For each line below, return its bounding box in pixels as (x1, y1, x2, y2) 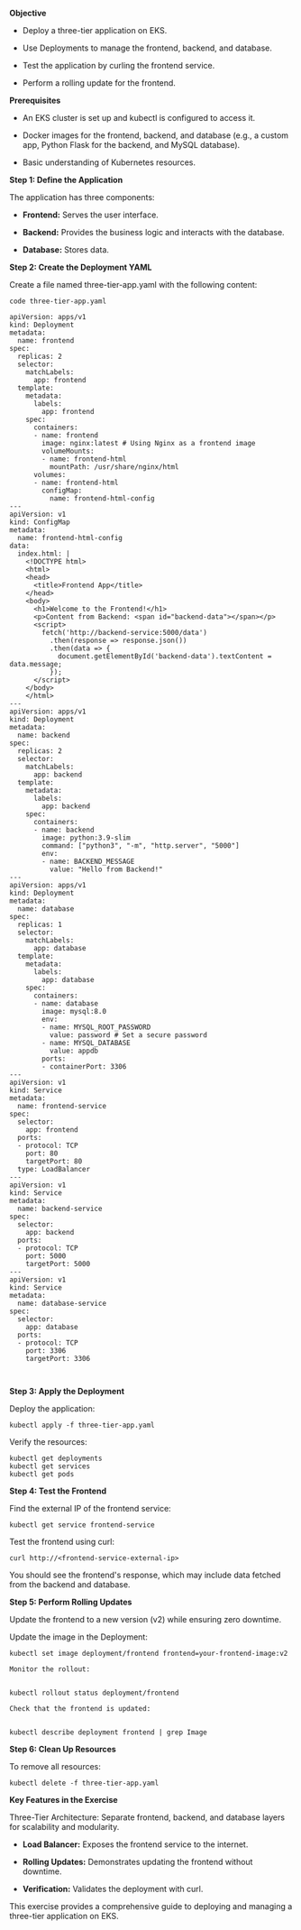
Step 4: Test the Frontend (9, 1485, 106, 1496)
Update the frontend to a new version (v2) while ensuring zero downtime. (9, 1614, 282, 1624)
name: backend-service (17, 1204, 103, 1213)
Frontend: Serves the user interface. (22, 209, 160, 220)
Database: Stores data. (22, 244, 110, 255)
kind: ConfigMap (9, 518, 70, 527)
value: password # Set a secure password (49, 1031, 207, 1040)
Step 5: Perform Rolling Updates (9, 1596, 132, 1607)
